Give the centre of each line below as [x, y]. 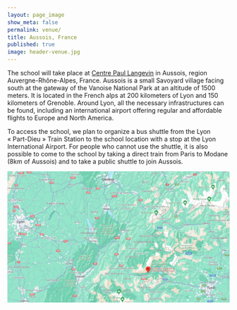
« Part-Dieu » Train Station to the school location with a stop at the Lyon [112, 139]
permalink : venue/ [34, 30]
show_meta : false [33, 22]
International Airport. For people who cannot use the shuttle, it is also [108, 147]
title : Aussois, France [42, 37]
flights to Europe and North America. [61, 118]
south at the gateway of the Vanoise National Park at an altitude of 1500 [111, 88]
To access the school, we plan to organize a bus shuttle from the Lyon [109, 131]
